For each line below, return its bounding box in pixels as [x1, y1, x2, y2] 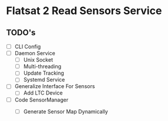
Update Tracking [23, 69, 64, 77]
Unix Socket [23, 56, 53, 63]
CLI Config [14, 43, 41, 50]
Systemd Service [23, 76, 65, 83]
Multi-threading [23, 63, 62, 70]
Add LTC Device [23, 89, 63, 96]
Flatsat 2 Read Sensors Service [6, 4, 162, 18]
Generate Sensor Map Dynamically [23, 107, 108, 115]
